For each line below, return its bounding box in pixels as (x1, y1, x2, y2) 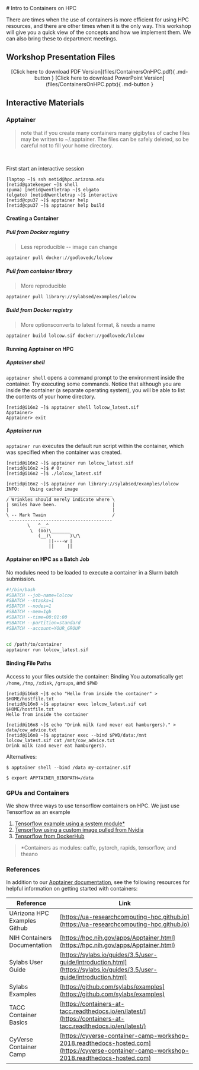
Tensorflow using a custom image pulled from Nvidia (14, 826, 144, 833)
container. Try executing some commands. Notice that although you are (6, 380, 181, 387)
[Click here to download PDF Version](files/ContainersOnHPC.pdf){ (11, 68, 175, 75)
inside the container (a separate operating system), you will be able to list (6, 386, 185, 393)
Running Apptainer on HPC (6, 345, 74, 352)
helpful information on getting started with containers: (6, 885, 138, 892)
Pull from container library (6, 267, 73, 274)
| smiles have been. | (6, 501, 115, 507)
